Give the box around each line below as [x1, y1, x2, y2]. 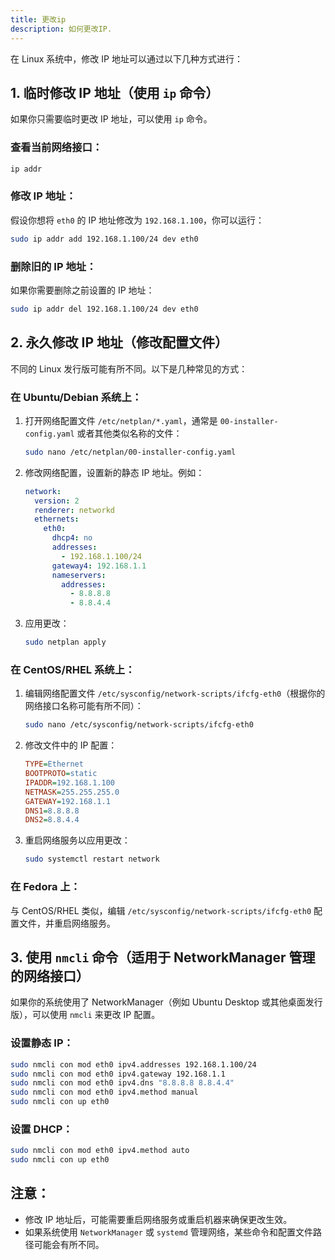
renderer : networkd [34, 505, 116, 515]
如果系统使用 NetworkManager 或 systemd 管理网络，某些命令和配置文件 [24, 1226, 313, 1238]
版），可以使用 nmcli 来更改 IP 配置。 [10, 1009, 161, 1021]
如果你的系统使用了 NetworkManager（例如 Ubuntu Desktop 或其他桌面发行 [10, 996, 323, 1008]
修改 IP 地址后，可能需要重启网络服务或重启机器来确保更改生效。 [24, 1213, 293, 1225]
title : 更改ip [10, 14, 67, 25]
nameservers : [51, 570, 107, 580]
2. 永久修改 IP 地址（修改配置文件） [10, 334, 229, 351]
